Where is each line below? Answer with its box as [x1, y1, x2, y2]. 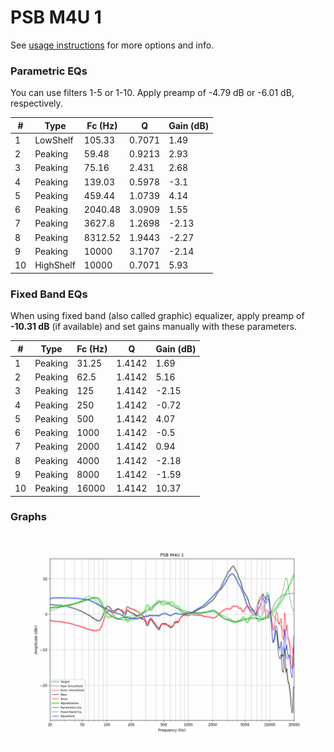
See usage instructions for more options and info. [10, 39, 215, 51]
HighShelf [34, 259, 76, 271]
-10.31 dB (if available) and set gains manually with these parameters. [10, 321, 297, 333]
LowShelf [34, 134, 74, 146]
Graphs [10, 510, 47, 524]
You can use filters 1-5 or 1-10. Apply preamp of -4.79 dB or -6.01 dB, [10, 87, 295, 99]
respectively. [10, 97, 63, 110]
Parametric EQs [10, 64, 88, 78]
